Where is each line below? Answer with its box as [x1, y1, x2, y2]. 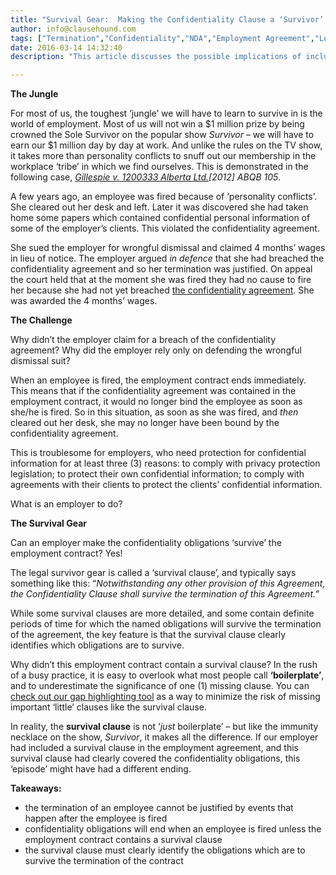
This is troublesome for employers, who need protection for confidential [10, 447, 307, 459]
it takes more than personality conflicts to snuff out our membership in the [10, 150, 317, 162]
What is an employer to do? [10, 498, 123, 510]
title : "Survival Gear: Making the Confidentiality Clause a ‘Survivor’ [10, 14, 325, 25]
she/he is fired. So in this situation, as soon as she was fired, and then [10, 406, 299, 418]
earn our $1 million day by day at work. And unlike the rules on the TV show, [10, 139, 323, 151]
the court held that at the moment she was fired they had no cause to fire [10, 274, 312, 286]
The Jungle [10, 88, 59, 100]
